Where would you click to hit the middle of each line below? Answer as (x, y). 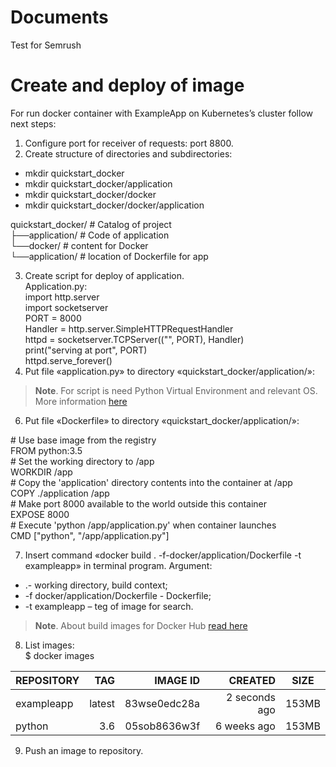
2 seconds (251, 697)
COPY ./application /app (60, 493)
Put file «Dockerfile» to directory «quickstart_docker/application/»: (162, 420)
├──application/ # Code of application (90, 235)
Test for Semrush (46, 45)
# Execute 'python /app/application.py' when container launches (143, 525)
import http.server (62, 297)
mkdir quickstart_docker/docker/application (114, 205)
